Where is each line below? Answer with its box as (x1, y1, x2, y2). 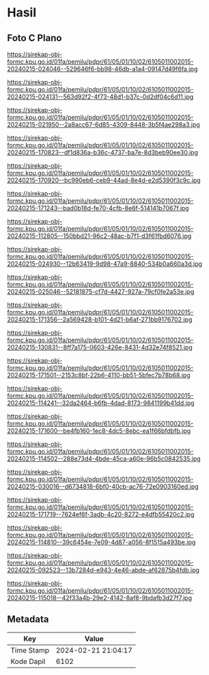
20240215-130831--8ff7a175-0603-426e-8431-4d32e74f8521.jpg (7, 343, 193, 351)
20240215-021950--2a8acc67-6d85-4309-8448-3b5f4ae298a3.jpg (7, 121, 200, 128)
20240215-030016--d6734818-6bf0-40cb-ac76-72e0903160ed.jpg (7, 482, 199, 491)
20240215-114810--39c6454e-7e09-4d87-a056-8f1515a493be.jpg (7, 538, 196, 546)
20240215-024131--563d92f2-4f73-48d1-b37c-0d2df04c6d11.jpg (7, 93, 194, 101)
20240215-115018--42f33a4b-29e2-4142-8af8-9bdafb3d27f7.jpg (7, 594, 193, 602)
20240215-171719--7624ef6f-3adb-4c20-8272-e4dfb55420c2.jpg (7, 511, 195, 518)
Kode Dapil (10, 656, 46, 666)
